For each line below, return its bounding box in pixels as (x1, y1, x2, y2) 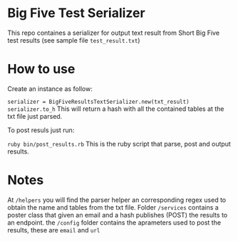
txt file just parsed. (7, 112, 63, 120)
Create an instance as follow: (7, 84, 93, 93)
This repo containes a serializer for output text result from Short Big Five (7, 28, 219, 37)
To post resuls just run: (7, 126, 75, 134)
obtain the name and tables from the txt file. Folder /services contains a (7, 203, 219, 211)
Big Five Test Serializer (7, 5, 145, 21)
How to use (7, 61, 76, 77)
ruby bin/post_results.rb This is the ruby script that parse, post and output (7, 139, 232, 148)
